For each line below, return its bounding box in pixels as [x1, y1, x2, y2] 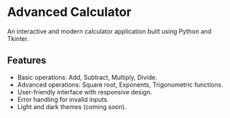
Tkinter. [7, 34, 29, 42]
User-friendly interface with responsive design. [17, 87, 152, 96]
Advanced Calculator [7, 4, 132, 20]
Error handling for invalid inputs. [17, 95, 109, 103]
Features [7, 55, 46, 67]
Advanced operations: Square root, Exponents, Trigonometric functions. [17, 81, 223, 89]
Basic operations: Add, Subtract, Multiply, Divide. [17, 73, 157, 81]
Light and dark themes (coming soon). [17, 102, 127, 111]
